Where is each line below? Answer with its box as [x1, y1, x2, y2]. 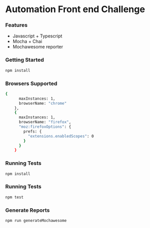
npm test [5, 195, 24, 200]
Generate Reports [5, 206, 50, 213]
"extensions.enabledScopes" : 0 [27, 133, 94, 139]
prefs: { [23, 129, 42, 134]
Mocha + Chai [12, 38, 42, 44]
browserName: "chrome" [18, 101, 67, 106]
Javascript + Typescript [12, 33, 62, 39]
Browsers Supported [5, 80, 57, 87]
